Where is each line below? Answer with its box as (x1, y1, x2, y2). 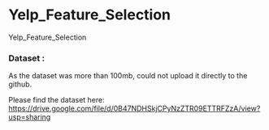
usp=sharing (8, 112, 51, 122)
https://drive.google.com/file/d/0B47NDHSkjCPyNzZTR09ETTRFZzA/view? (8, 103, 261, 114)
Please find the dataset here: (8, 95, 105, 105)
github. (8, 79, 33, 90)
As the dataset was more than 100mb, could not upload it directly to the (8, 71, 248, 81)
